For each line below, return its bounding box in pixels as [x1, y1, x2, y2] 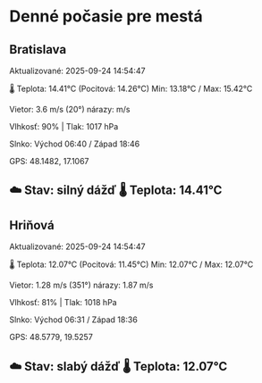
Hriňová [9, 217, 55, 233]
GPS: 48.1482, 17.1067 [9, 156, 89, 166]
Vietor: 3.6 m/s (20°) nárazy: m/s [9, 104, 131, 114]
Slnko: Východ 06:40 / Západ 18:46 [9, 138, 140, 149]
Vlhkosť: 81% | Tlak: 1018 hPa [9, 297, 118, 308]
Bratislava [9, 42, 67, 57]
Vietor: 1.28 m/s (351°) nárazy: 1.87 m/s [9, 279, 154, 291]
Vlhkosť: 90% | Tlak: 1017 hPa [9, 121, 119, 131]
